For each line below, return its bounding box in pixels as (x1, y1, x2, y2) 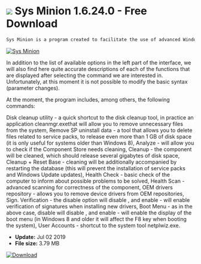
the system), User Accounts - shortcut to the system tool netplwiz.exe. (6, 222, 181, 229)
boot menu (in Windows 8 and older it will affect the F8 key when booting (6, 215, 187, 222)
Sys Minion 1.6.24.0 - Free (14, 4, 148, 18)
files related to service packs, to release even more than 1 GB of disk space (6, 133, 192, 140)
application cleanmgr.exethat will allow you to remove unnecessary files (6, 120, 184, 127)
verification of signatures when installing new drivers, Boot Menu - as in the (6, 202, 193, 210)
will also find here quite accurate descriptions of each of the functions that (6, 65, 190, 72)
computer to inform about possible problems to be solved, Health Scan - (6, 177, 185, 185)
